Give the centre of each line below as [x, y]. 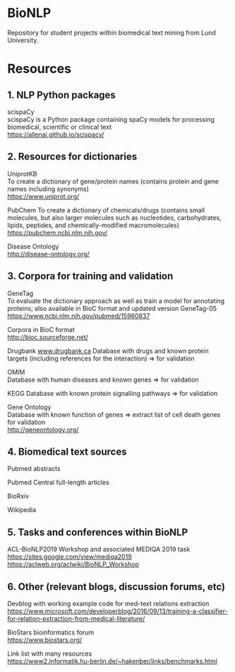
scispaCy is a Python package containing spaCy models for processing [111, 119]
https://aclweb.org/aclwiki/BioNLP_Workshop [73, 564]
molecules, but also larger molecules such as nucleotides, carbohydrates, [114, 217]
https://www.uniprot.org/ [43, 196]
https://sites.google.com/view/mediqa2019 [70, 557]
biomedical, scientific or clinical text [59, 127]
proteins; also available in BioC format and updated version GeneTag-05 [112, 308]
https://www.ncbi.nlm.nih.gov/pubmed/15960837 [79, 316]
